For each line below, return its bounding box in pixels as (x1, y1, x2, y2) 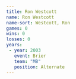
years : (6, 42, 23, 48)
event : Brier (14, 53, 46, 59)
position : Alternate (14, 64, 65, 70)
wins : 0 (6, 31, 26, 37)
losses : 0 (6, 36, 31, 42)
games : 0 (6, 25, 28, 31)
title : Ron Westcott (6, 8, 58, 15)
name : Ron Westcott (6, 14, 55, 20)
